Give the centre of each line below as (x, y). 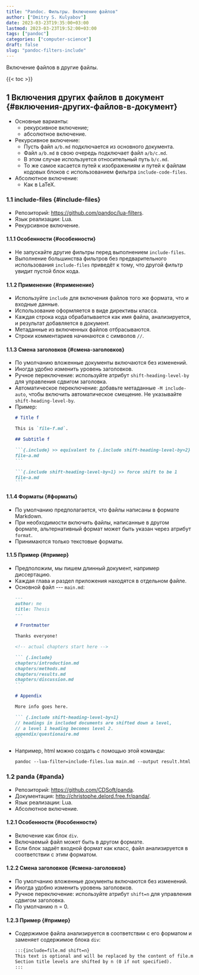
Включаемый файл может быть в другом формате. (79, 842)
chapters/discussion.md (44, 680)
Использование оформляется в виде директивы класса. (86, 311)
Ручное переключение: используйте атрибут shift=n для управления (103, 894)
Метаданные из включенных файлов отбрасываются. (83, 330)
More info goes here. (41, 707)
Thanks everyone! (36, 636)
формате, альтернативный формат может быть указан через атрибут (103, 529)
